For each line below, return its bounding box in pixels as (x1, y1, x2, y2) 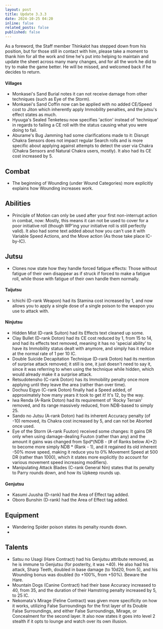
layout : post (5, 7, 32, 12)
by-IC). (12, 238, 26, 244)
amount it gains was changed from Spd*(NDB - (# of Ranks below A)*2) (12, 439, 157, 445)
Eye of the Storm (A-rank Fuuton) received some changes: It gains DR (12, 428, 152, 434)
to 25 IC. (12, 592, 30, 598)
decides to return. (5, 69, 41, 75)
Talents (5, 543, 28, 552)
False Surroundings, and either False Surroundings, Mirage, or (12, 608, 137, 614)
